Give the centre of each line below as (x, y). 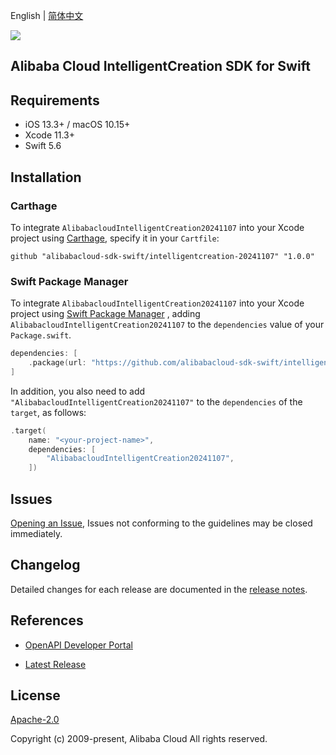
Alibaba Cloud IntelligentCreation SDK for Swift (160, 66)
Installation (46, 177)
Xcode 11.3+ (49, 135)
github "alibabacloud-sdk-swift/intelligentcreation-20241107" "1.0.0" (162, 256)
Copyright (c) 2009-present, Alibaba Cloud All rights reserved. (139, 739)
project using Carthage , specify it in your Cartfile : (115, 238)
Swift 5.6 (43, 146)
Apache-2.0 (35, 720)
